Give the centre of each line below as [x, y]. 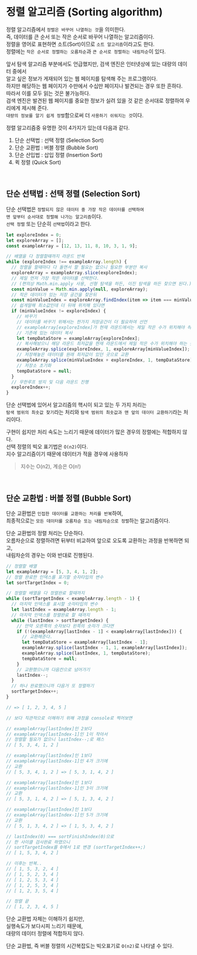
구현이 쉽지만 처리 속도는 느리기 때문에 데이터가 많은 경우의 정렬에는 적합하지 [94, 432]
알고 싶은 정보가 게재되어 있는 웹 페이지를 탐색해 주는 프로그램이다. [82, 78]
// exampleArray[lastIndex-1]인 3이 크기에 [57, 788]
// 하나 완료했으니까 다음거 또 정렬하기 [53, 686]
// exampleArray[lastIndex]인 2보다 [49, 728]
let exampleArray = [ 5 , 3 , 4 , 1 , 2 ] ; [52, 572]
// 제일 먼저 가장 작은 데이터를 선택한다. [55, 278]
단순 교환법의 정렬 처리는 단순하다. [45, 533]
